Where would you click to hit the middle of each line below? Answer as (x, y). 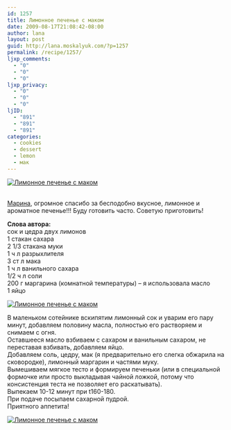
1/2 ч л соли (25, 276)
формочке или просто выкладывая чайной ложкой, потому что (101, 376)
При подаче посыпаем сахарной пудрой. (68, 399)
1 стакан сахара (31, 239)
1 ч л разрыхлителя (36, 253)
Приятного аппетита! (38, 406)
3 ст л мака (24, 261)
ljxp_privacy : (28, 85)
